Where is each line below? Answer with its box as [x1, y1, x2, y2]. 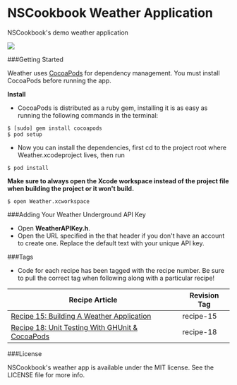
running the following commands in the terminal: [17, 111, 159, 119]
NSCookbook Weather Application [7, 5, 214, 21]
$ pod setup [7, 130, 42, 138]
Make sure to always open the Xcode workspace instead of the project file [7, 176, 229, 185]
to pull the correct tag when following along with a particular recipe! [17, 274, 215, 282]
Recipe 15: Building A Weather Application [11, 311, 152, 321]
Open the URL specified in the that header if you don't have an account [17, 231, 225, 240]
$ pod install [7, 164, 49, 171]
